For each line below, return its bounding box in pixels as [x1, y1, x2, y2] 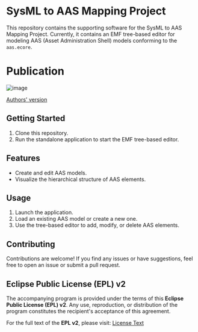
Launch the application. [14, 209, 73, 216]
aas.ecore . [6, 43, 32, 51]
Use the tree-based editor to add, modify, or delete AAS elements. [14, 221, 179, 229]
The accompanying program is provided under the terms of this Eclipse [6, 295, 184, 302]
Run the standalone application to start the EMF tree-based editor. [14, 135, 179, 143]
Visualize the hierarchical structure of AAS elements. [14, 176, 146, 183]
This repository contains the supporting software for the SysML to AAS [6, 24, 182, 31]
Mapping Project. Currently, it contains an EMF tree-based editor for [6, 30, 176, 37]
